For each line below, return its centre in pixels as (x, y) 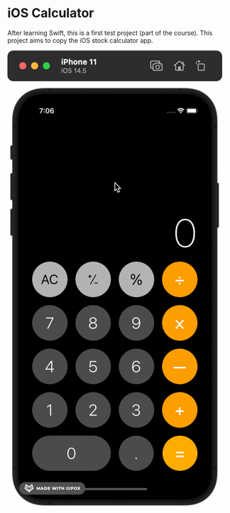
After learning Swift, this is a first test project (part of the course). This (110, 33)
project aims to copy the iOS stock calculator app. (81, 40)
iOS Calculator (51, 13)
